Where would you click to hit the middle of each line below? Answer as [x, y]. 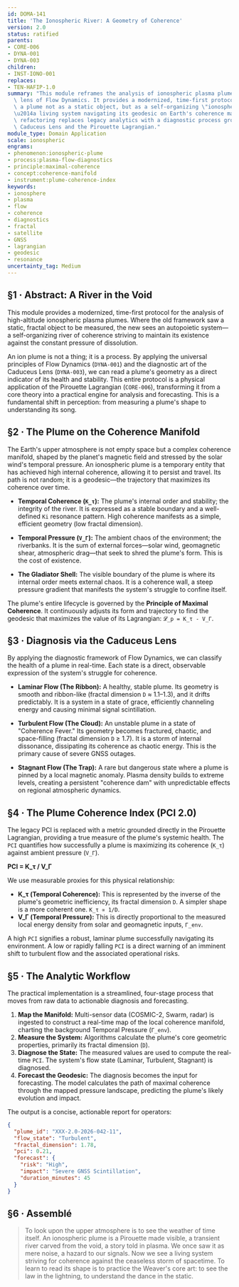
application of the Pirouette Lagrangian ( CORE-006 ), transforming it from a [114, 387]
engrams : [20, 147]
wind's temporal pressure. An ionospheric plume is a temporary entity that [116, 464]
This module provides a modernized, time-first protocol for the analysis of [116, 312]
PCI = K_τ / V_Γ [30, 867]
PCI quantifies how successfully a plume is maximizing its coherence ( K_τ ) [116, 845]
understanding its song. [42, 409]
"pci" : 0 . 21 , [33, 1151]
